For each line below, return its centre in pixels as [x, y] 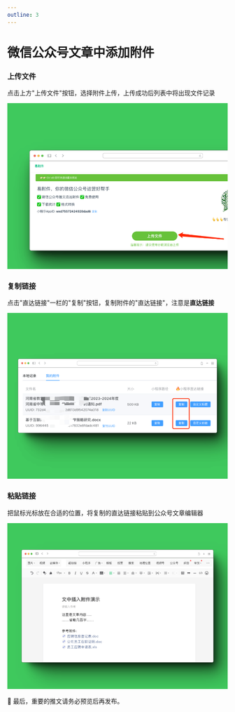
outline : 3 [23, 15]
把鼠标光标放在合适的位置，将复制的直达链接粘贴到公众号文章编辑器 [105, 513]
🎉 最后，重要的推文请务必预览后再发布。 [65, 701]
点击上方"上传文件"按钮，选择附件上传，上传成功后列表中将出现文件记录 [111, 93]
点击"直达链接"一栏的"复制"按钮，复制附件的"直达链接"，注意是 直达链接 [111, 303]
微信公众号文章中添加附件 [81, 52]
